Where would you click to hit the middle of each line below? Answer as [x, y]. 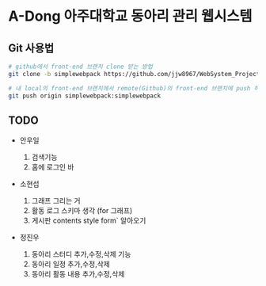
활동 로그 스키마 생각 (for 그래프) [82, 211]
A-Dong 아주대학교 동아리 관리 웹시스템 [130, 16]
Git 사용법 [31, 48]
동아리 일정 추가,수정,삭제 [71, 264]
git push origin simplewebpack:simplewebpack [84, 96]
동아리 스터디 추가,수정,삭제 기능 [81, 254]
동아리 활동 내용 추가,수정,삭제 [78, 274]
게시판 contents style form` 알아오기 [89, 221]
